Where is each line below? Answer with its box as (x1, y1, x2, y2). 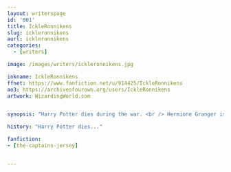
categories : (7, 42, 41, 49)
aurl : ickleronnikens (7, 36, 69, 43)
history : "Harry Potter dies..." (7, 123, 103, 131)
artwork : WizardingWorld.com (7, 92, 91, 100)
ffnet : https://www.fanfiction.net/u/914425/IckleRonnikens (7, 80, 184, 87)
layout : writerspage (7, 10, 67, 17)
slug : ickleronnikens (7, 29, 69, 36)
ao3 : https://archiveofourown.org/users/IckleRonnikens (7, 86, 170, 93)
